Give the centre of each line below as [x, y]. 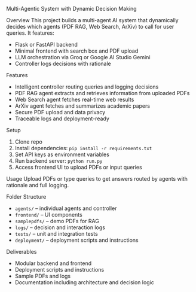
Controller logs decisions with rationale [63, 63]
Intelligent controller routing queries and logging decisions [87, 87]
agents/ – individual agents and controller [66, 208]
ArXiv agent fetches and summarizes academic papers [82, 106]
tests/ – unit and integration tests [56, 234]
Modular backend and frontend [53, 263]
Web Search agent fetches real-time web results [74, 99]
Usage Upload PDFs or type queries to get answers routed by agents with [97, 179]
